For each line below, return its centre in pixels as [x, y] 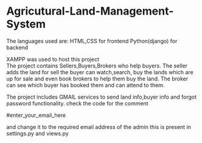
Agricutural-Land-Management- [90, 11]
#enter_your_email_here [36, 115]
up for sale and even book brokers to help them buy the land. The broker [97, 78]
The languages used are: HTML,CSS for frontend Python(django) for [92, 41]
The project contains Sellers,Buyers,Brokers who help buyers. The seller [97, 66]
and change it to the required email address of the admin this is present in [99, 127]
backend [17, 47]
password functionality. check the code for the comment [77, 103]
